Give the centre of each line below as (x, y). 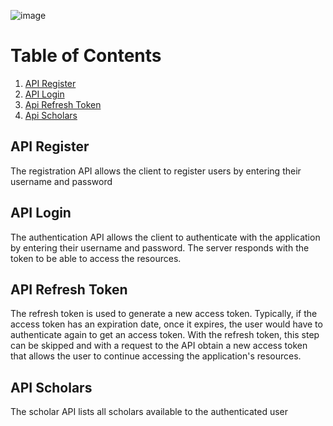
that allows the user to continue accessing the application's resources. (156, 356)
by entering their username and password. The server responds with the (160, 247)
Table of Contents (86, 56)
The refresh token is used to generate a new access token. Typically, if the (164, 314)
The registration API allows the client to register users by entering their (156, 171)
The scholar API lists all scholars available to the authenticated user (149, 412)
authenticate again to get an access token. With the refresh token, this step (165, 335)
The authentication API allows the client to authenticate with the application (165, 237)
